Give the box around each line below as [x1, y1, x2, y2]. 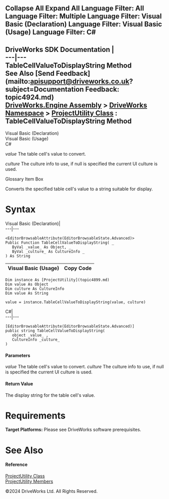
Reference [5, 461, 28, 467]
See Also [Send [5, 69, 55, 78]
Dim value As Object [5, 282, 49, 287]
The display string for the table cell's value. [5, 392, 95, 398]
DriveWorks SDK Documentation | [5, 45, 114, 54]
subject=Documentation [5, 85, 85, 94]
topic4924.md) [5, 93, 54, 101]
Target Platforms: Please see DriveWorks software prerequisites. [5, 427, 142, 433]
